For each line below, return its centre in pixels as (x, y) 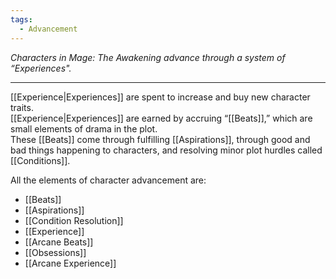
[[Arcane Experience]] (70, 263)
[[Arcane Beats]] (59, 242)
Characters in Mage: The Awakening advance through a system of (148, 57)
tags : (21, 19)
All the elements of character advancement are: (108, 180)
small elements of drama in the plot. (84, 128)
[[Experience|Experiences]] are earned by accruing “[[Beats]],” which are (161, 118)
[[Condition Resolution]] (74, 220)
